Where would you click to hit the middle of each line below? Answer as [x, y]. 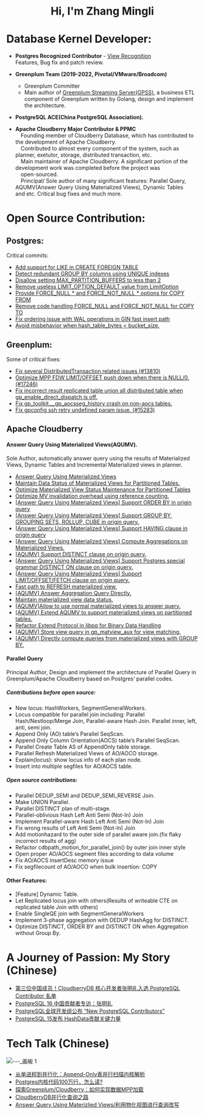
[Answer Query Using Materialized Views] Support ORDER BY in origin [103, 502]
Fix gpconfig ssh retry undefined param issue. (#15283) [85, 410]
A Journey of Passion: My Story [88, 958]
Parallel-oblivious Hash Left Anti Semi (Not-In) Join [79, 815]
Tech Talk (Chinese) [58, 1043]
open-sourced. [39, 174]
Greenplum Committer [52, 86]
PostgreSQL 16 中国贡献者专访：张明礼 [64, 1003]
